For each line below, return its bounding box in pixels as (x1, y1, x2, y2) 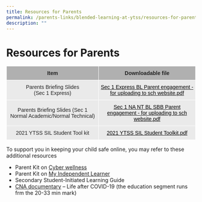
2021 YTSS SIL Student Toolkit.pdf (106, 130, 188, 136)
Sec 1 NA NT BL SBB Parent (113, 103, 181, 111)
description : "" (6, 20, 47, 26)
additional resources (6, 152, 57, 159)
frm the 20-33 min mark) (14, 189, 77, 197)
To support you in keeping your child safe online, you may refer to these (6, 145, 185, 153)
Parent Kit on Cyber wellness (14, 164, 87, 171)
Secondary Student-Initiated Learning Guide (14, 177, 125, 184)
